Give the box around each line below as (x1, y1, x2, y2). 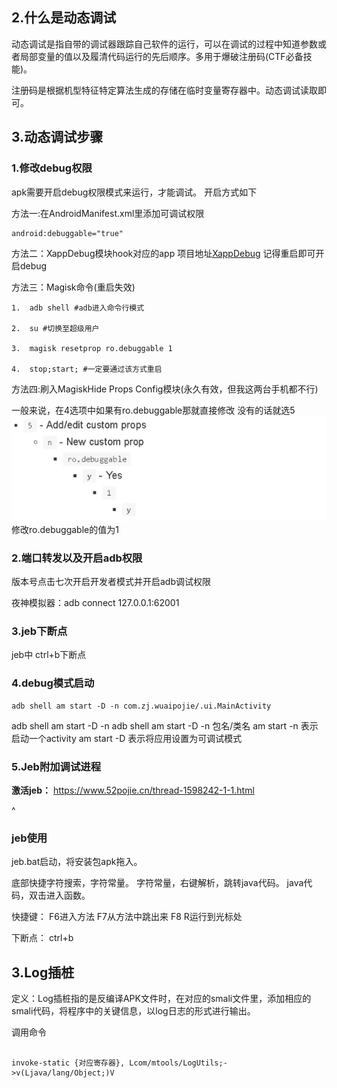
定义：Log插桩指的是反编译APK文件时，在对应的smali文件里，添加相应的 (11, 993, 312, 1005)
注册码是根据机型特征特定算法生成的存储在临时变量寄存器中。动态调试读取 (11, 84, 318, 96)
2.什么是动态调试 (11, 9, 117, 27)
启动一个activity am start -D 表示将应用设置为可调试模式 (11, 732, 243, 744)
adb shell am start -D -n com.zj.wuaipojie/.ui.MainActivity (11, 701, 272, 711)
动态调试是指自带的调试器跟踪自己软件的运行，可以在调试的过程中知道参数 (11, 38, 318, 50)
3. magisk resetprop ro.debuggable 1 (11, 344, 173, 354)
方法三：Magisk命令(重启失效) (11, 281, 136, 293)
